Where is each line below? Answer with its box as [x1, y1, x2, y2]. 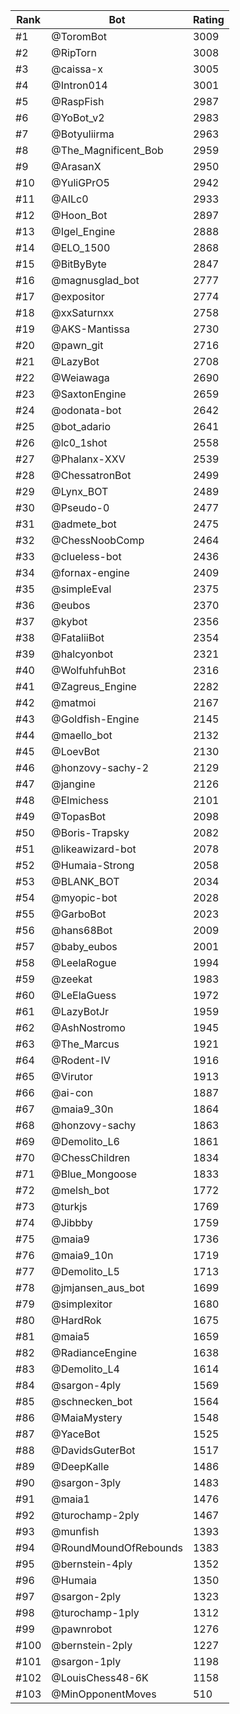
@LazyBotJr [51, 1005, 110, 1018]
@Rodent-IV [51, 1054, 111, 1067]
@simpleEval [51, 582, 112, 596]
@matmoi [51, 696, 97, 709]
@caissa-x [51, 62, 103, 76]
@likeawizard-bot [51, 842, 137, 856]
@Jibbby [51, 1216, 93, 1229]
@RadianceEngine [51, 1346, 138, 1359]
